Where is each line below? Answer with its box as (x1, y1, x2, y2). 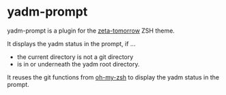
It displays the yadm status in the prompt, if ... (7, 39, 136, 47)
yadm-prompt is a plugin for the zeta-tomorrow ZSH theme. (7, 26, 175, 35)
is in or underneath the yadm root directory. (16, 60, 140, 68)
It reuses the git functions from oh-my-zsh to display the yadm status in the (7, 73, 220, 81)
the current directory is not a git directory (16, 52, 134, 61)
